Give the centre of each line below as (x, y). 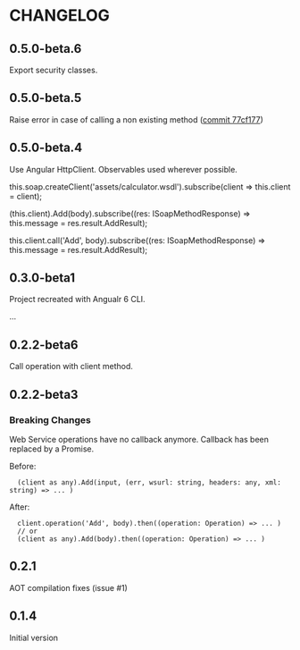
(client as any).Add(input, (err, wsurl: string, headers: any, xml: (149, 482)
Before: (23, 466)
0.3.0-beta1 (42, 278)
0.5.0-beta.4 (46, 148)
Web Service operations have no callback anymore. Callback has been (139, 439)
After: (20, 507)
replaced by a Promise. (52, 449)
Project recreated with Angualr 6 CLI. (77, 300)
